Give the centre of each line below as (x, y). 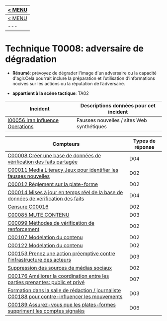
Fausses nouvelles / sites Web (112, 120)
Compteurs (66, 144)
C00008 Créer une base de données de (54, 155)
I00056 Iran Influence (33, 120)
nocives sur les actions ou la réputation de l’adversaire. (69, 83)
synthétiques (91, 126)
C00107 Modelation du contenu (45, 237)
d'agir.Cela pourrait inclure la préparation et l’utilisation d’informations (83, 78)
